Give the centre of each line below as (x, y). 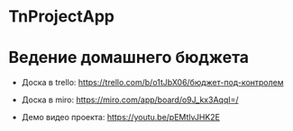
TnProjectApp (61, 17)
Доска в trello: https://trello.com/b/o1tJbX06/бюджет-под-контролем (152, 83)
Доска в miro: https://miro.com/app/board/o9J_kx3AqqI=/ (130, 100)
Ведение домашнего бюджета (129, 58)
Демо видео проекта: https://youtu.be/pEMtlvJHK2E (120, 118)
